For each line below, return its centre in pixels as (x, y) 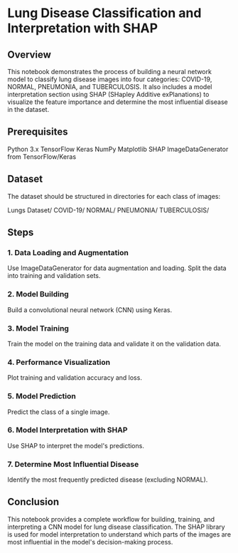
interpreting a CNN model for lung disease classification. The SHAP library (116, 527)
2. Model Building (38, 294)
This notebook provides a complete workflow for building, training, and (111, 519)
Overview (29, 55)
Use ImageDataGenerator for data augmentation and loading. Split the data (117, 268)
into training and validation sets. (54, 276)
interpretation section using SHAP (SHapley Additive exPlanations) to (108, 94)
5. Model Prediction (42, 396)
